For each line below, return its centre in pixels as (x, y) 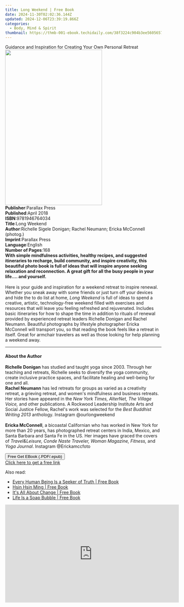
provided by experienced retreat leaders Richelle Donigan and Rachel (76, 319)
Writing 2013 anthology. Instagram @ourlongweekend (60, 415)
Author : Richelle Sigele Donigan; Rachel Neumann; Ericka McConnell (75, 229)
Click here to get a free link (33, 463)
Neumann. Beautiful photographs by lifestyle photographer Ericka (72, 324)
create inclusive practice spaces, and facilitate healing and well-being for (80, 378)
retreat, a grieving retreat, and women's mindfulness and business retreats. (82, 394)
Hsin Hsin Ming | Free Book (40, 487)
